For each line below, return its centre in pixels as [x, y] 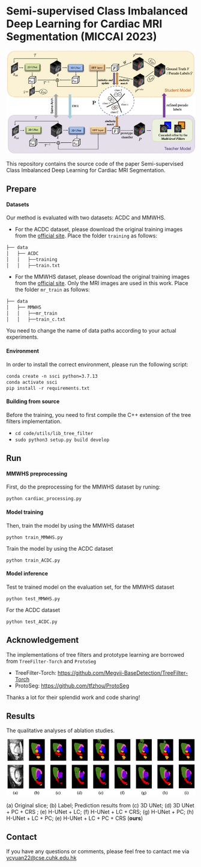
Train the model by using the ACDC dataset [60, 548]
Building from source [33, 401]
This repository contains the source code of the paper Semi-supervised [95, 163]
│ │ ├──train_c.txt [36, 320]
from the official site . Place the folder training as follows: [86, 236]
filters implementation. [34, 421]
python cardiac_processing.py [44, 499]
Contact [22, 837]
